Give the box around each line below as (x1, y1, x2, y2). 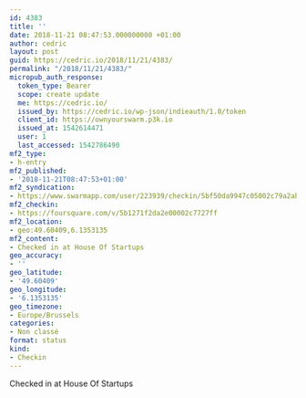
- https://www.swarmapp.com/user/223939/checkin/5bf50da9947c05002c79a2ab (9, 192, 300, 201)
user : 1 (17, 132, 47, 141)
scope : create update (17, 89, 100, 99)
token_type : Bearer (17, 81, 92, 90)
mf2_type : (9, 149, 47, 158)
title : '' (9, 22, 47, 31)
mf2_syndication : (9, 183, 76, 193)
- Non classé (9, 328, 59, 337)
